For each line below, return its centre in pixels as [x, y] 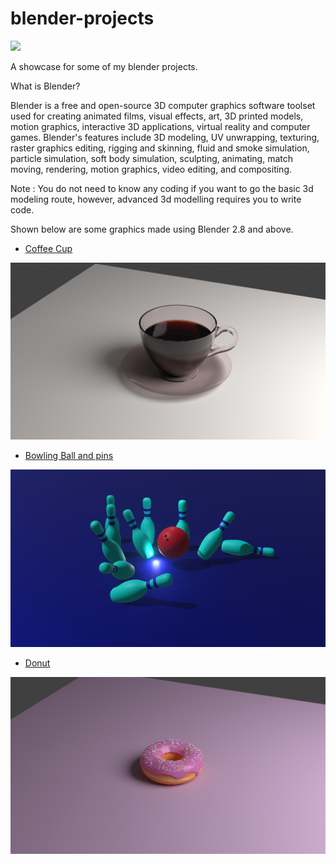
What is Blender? [45, 86]
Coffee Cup [48, 248]
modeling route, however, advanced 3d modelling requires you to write [156, 199]
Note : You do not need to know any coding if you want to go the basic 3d [162, 188]
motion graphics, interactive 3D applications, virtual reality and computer [160, 126]
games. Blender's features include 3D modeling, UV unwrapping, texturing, [165, 137]
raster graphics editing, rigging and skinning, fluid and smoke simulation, [160, 148]
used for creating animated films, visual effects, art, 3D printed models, [157, 116]
